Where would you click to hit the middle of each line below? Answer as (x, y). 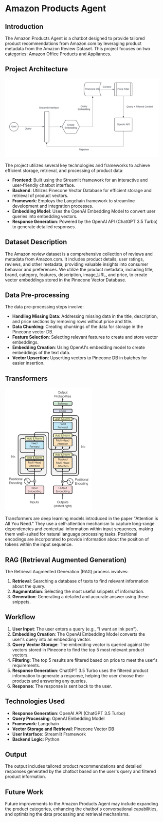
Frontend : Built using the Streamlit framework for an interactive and (80, 180)
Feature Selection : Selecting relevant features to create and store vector (85, 337)
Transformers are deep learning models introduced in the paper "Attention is (81, 519)
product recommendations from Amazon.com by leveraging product (73, 43)
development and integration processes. (53, 206)
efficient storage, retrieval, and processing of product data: (64, 170)
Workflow (20, 617)
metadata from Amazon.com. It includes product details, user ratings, (75, 259)
